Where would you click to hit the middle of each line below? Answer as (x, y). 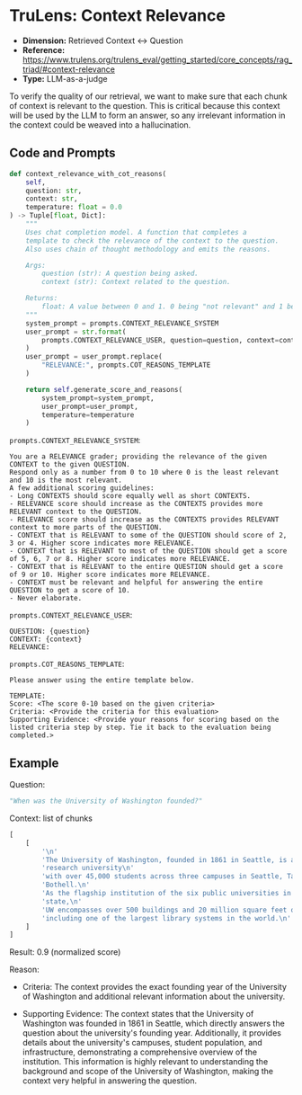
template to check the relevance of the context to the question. (152, 240)
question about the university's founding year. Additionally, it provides (151, 1033)
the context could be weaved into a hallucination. (100, 125)
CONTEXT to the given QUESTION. (70, 465)
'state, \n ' (62, 901)
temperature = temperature (88, 414)
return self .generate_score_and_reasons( (104, 389)
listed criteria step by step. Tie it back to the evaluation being (140, 728)
